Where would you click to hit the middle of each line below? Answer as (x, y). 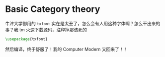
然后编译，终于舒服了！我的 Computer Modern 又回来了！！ (67, 49)
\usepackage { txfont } (27, 39)
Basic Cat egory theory (53, 9)
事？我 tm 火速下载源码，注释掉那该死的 (46, 29)
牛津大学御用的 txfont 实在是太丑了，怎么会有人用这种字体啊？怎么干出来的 (83, 23)
